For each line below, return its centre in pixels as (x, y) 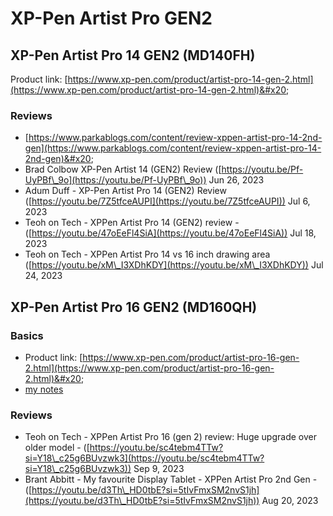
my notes (44, 389)
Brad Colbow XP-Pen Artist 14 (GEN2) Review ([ (123, 169)
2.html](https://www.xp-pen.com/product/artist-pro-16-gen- (149, 368)
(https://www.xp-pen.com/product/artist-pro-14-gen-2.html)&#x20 (148, 90)
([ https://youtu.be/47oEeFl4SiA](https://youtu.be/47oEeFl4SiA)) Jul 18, (170, 233)
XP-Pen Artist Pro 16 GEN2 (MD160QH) (134, 307)
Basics (27, 335)
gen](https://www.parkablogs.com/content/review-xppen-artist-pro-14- (173, 148)
